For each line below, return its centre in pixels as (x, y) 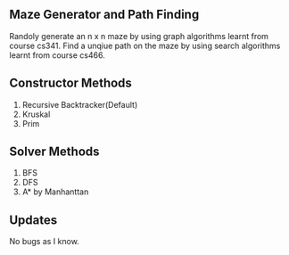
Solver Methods (54, 152)
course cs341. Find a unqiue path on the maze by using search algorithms (145, 45)
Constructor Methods (70, 83)
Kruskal (36, 114)
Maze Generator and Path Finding (104, 15)
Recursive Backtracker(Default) (80, 104)
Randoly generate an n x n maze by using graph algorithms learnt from (139, 36)
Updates (33, 220)
